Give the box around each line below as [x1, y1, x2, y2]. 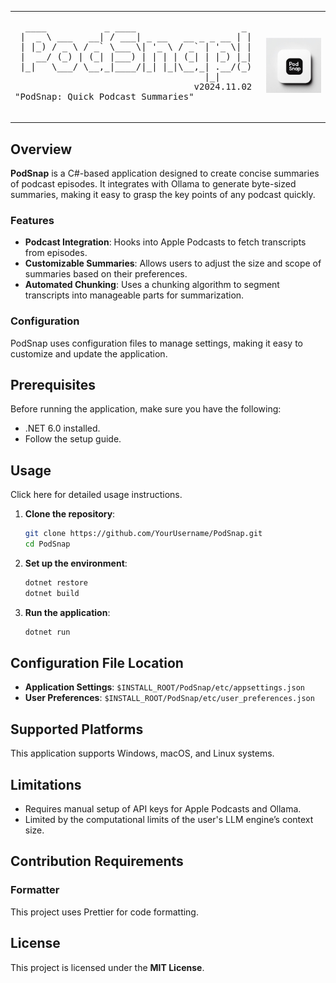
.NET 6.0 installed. [24, 422, 101, 435]
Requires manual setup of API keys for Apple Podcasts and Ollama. [24, 803, 302, 815]
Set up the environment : [24, 557, 128, 570]
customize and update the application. [10, 347, 168, 360]
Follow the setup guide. [24, 433, 122, 445]
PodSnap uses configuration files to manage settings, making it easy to [10, 337, 304, 349]
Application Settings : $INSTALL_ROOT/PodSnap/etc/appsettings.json [24, 681, 305, 693]
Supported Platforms [10, 721, 144, 738]
